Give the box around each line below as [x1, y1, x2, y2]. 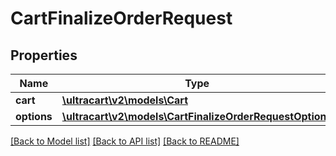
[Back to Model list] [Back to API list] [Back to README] [10, 135, 240, 147]
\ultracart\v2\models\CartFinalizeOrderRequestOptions [61, 110, 333, 123]
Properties [10, 47, 78, 64]
